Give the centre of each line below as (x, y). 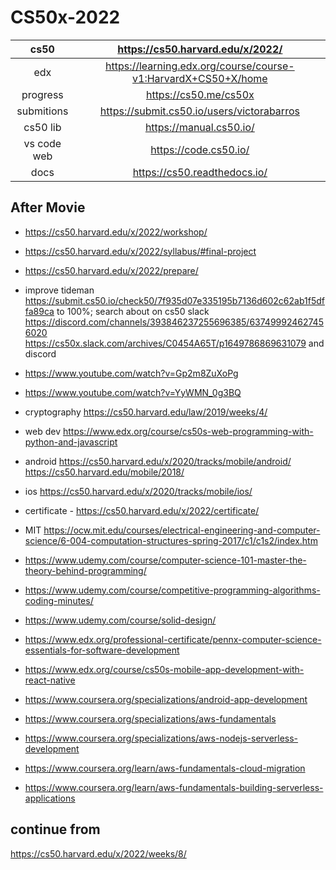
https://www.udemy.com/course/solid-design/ (120, 620)
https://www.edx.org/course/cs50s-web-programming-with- (188, 431)
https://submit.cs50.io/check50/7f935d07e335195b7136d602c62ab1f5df (174, 300)
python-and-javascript (71, 442)
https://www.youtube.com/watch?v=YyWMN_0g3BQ (133, 392)
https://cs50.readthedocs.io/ (200, 172)
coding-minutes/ (59, 600)
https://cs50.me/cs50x (200, 94)
